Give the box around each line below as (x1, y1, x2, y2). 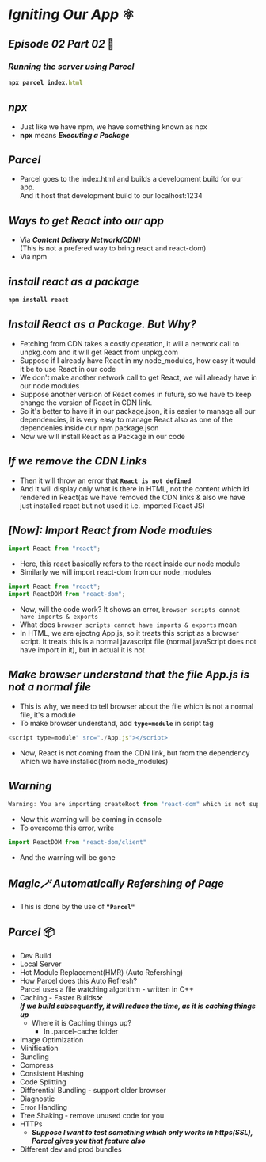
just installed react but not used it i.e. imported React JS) (19, 501, 206, 510)
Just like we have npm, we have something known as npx (19, 121, 207, 132)
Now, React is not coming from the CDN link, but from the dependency (19, 747, 250, 758)
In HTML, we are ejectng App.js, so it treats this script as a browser (19, 628, 239, 637)
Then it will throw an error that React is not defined (19, 476, 192, 485)
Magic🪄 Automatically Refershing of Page (8, 877, 224, 890)
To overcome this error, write (19, 823, 115, 833)
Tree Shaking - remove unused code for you (19, 1110, 165, 1120)
